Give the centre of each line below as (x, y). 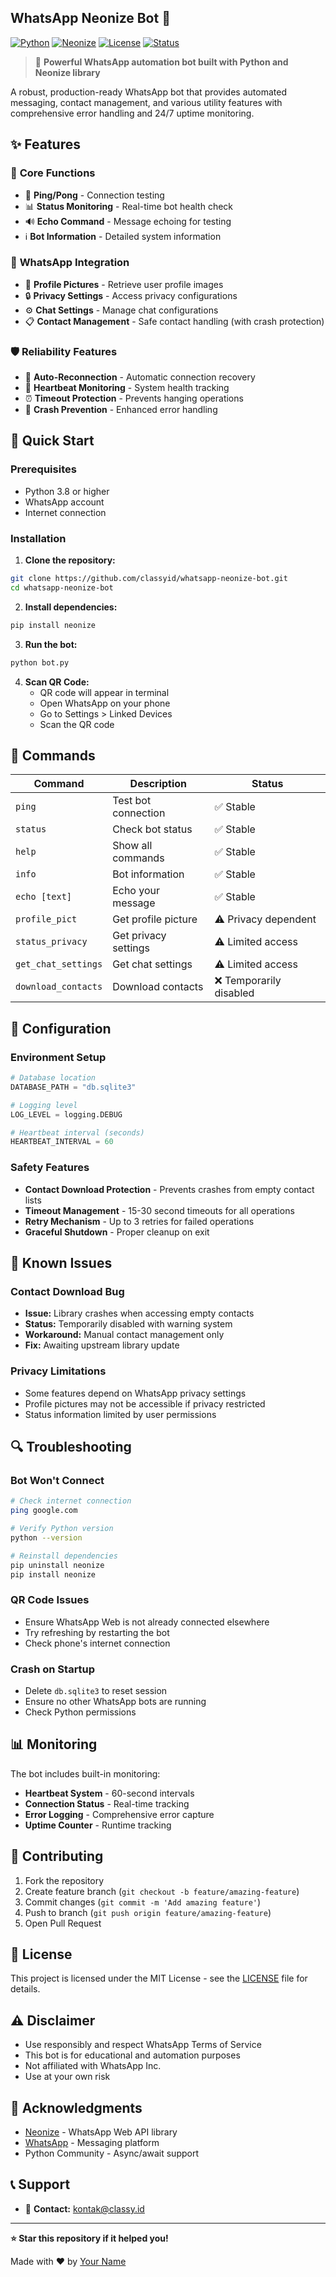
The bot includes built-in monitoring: (85, 1773)
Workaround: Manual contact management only (124, 1335)
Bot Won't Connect (57, 1480)
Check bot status (152, 829)
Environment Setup (58, 1057)
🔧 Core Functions (53, 173)
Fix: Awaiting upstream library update (102, 1345)
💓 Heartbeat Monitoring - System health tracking (127, 388)
